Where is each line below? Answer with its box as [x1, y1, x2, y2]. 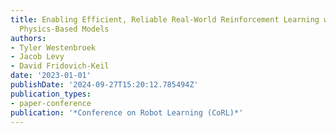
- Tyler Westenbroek [10, 42, 97, 53]
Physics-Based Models [19, 24, 110, 34]
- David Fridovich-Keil [10, 61, 110, 71]
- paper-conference [10, 98, 92, 108]
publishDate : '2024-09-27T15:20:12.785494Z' [10, 80, 199, 90]
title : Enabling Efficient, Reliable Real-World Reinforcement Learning [10, 14, 320, 25]
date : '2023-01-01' [10, 71, 92, 81]
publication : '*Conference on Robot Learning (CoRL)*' [10, 107, 244, 118]
